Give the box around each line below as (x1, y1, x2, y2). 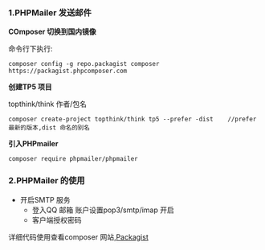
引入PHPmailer (8, 139, 59, 149)
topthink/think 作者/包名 (8, 99, 87, 109)
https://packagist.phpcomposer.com (8, 67, 128, 76)
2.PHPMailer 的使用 (8, 175, 86, 186)
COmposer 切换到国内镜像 (8, 27, 96, 37)
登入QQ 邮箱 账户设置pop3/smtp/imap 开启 (31, 205, 174, 215)
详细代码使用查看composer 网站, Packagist (8, 232, 149, 242)
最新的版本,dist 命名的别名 (8, 124, 90, 132)
